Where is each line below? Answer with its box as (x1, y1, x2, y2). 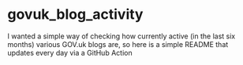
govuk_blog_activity (7, 5, 144, 23)
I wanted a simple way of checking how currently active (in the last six (7, 31, 236, 41)
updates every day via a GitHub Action (7, 48, 133, 57)
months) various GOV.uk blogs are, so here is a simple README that (7, 39, 229, 49)
